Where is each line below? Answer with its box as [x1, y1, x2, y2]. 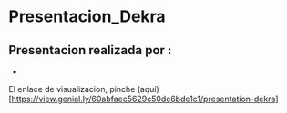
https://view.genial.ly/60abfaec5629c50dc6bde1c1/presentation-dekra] [11, 93, 279, 104]
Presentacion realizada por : [8, 42, 172, 58]
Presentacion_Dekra [8, 6, 166, 27]
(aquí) [137, 84, 160, 94]
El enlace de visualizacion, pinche [8, 84, 136, 94]
